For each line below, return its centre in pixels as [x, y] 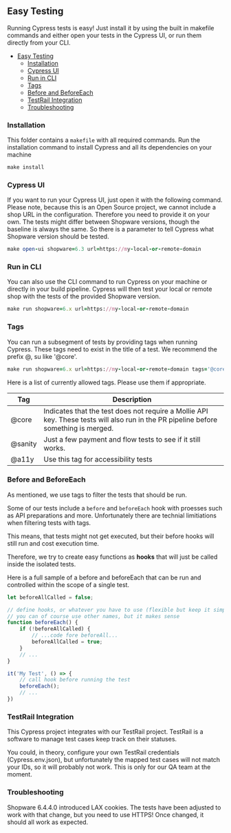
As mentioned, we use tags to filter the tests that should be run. [97, 495]
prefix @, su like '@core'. [42, 356]
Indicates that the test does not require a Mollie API [126, 411]
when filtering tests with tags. [49, 522]
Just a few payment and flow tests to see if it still [122, 439]
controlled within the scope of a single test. [68, 584]
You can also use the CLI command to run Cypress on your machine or [107, 282]
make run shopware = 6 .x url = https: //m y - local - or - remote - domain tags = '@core [117, 369]
